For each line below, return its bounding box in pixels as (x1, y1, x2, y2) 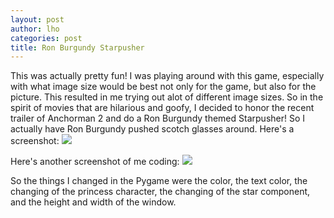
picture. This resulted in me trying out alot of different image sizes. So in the (10, 91, 324, 103)
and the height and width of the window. (10, 196, 177, 208)
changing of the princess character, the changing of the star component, (10, 186, 311, 198)
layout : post (10, 14, 65, 25)
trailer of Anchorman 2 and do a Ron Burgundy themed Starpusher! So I (10, 112, 306, 125)
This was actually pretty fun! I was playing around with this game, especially (10, 70, 325, 82)
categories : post (10, 33, 83, 43)
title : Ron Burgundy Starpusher (10, 42, 145, 53)
